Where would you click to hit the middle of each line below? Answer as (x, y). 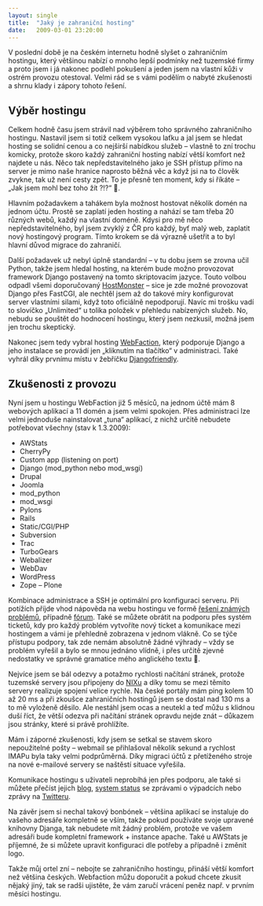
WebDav (33, 568)
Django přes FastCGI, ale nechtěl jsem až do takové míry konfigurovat (121, 294)
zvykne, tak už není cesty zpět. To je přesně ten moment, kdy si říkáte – (124, 180)
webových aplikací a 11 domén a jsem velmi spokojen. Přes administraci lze (129, 411)
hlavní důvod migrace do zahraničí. (65, 245)
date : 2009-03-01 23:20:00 (56, 30)
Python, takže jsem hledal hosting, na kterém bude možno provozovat (121, 269)
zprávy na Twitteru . (39, 796)
